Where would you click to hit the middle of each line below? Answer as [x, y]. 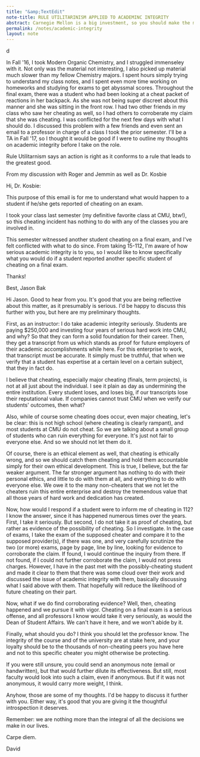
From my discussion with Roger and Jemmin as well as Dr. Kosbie [87, 174]
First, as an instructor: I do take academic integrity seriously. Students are [97, 324]
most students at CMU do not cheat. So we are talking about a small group [98, 430]
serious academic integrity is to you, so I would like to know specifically [94, 252]
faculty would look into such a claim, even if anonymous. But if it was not [96, 677]
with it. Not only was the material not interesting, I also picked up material [96, 69]
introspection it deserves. [37, 708]
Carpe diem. [21, 737]
